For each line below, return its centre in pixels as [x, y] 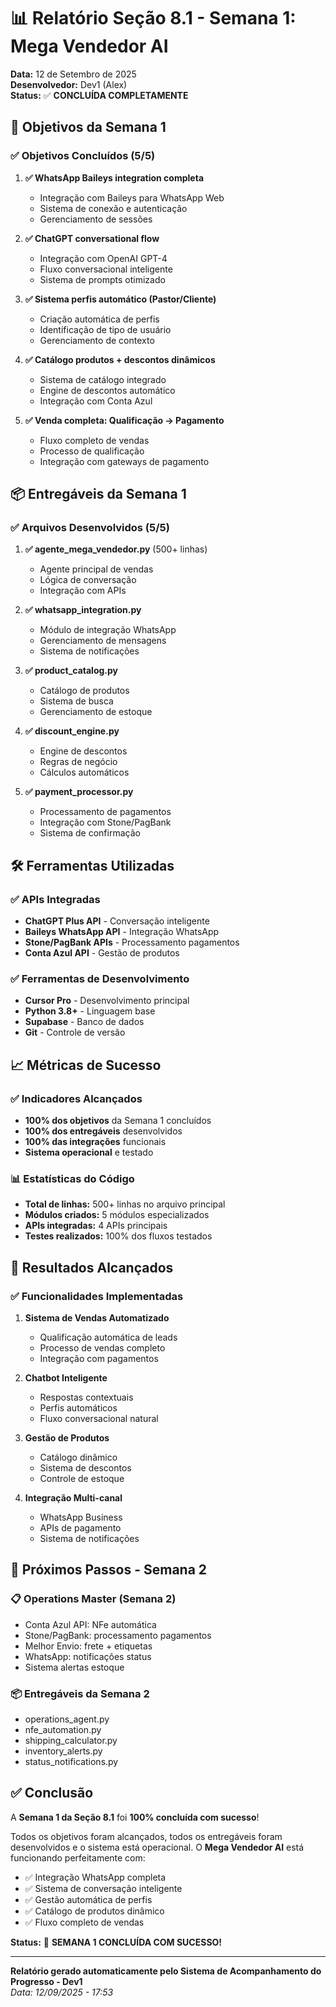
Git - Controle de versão [75, 1032]
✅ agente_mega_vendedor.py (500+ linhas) [116, 549]
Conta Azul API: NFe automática [90, 1624]
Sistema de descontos [85, 1467]
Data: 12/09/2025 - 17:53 [62, 1992]
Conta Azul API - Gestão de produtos [102, 953]
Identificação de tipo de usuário [105, 329]
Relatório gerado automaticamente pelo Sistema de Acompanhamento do [166, 1971]
